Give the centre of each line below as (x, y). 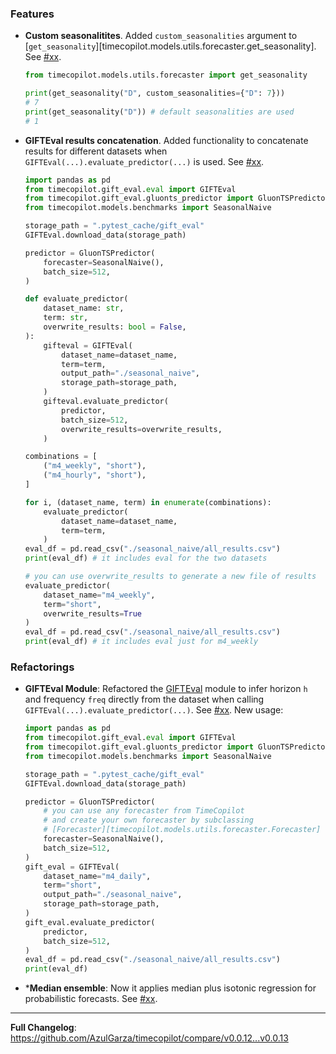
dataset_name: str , (84, 308)
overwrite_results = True (92, 613)
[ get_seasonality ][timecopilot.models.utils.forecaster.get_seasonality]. (170, 46)
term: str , (66, 318)
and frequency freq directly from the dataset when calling (144, 699)
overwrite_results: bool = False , (115, 327)
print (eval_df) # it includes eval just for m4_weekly (141, 642)
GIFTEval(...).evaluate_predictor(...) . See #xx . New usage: (154, 710)
